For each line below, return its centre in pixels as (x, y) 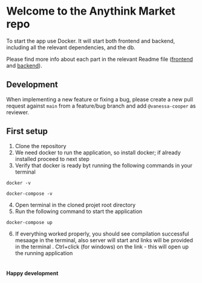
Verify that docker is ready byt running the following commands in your (103, 165)
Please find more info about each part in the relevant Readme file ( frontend (100, 59)
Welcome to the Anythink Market (91, 11)
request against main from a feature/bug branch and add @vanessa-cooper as (101, 106)
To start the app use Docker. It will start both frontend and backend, (91, 41)
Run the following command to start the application (79, 211)
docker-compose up (29, 222)
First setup (27, 131)
